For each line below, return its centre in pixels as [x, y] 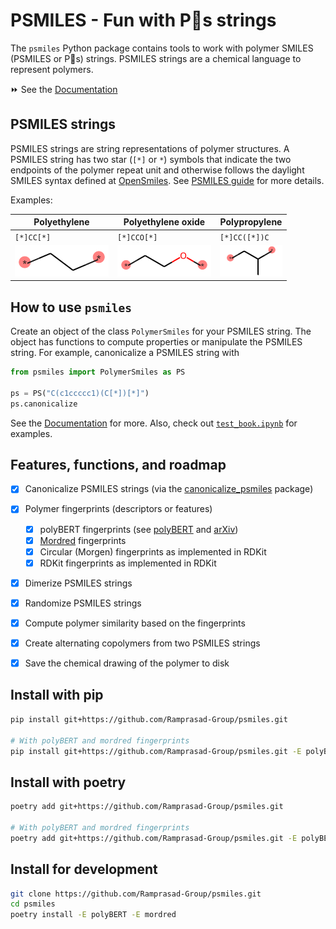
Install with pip [57, 695]
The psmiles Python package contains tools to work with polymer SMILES [162, 48]
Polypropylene [251, 222]
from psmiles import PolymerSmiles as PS [98, 372]
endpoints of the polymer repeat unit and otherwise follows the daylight [157, 170]
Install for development [84, 869]
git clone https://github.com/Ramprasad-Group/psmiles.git [136, 894]
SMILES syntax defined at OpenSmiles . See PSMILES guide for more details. [167, 180]
